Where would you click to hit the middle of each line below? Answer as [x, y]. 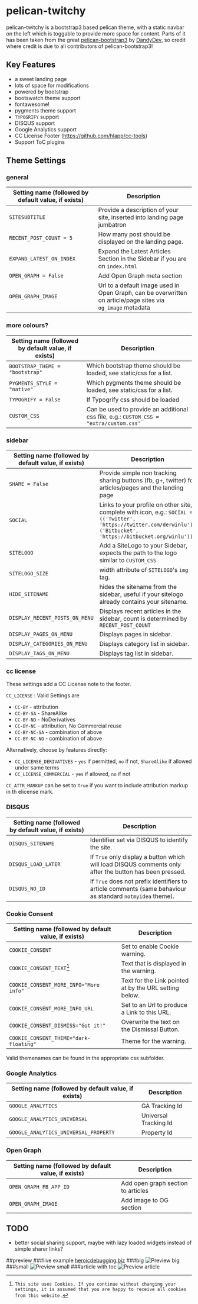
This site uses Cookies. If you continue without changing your [95, 1284]
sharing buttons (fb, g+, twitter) [143, 481]
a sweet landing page [41, 79]
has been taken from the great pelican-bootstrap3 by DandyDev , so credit [96, 40]
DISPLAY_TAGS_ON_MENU [39, 653]
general [17, 178]
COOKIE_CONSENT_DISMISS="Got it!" [57, 1026]
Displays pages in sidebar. [136, 635]
